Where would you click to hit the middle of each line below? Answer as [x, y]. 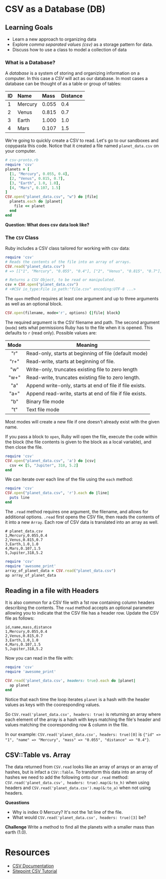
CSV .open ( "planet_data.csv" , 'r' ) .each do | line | [57, 493]
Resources [28, 852]
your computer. [21, 151]
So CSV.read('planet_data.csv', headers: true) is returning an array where [83, 714]
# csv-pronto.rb [22, 160]
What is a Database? [30, 62]
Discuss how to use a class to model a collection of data [69, 50]
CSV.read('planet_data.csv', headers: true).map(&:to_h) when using [77, 783]
